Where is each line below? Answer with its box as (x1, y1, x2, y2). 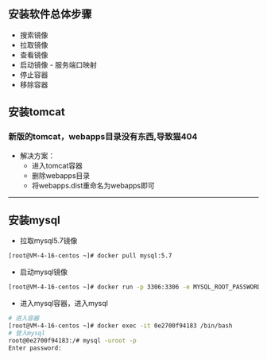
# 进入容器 (8, 315, 40, 323)
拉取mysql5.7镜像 (19, 236, 78, 246)
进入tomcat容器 (31, 161, 83, 170)
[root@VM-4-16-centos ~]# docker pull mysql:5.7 (8, 252, 172, 260)
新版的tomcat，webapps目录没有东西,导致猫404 (8, 131, 198, 142)
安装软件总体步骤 (8, 7, 92, 21)
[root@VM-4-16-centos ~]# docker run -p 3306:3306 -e (8, 283, 191, 292)
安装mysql (8, 213, 61, 226)
